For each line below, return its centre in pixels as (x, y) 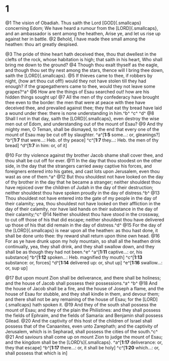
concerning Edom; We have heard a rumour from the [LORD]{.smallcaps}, (82, 28)
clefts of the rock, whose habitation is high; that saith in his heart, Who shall (84, 59)
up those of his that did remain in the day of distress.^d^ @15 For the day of (83, 225)
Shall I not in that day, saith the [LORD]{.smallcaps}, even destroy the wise (82, 118)
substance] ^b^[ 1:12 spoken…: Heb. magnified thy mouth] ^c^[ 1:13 (74, 257)
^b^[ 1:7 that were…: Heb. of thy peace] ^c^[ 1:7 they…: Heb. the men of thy (82, 140)
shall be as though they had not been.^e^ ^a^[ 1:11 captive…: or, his (74, 252)
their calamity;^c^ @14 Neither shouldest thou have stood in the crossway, (82, 214)
